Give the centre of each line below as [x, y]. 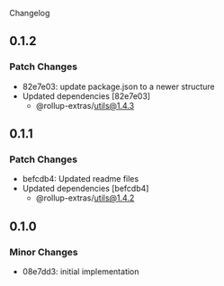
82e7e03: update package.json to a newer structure [118, 86]
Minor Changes [44, 252]
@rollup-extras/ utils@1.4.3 [85, 105]
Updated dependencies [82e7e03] [86, 96]
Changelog [30, 13]
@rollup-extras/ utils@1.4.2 [85, 198]
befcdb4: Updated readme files [81, 179]
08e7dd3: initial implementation [81, 272]
